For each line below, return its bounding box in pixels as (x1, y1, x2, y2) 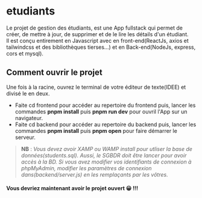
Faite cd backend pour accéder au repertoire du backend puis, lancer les (14, 121, 197, 128)
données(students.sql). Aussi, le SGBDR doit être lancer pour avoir (21, 152, 187, 159)
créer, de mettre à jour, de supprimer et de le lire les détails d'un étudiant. (6, 30, 189, 37)
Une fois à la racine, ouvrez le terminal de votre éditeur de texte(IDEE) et (6, 83, 186, 91)
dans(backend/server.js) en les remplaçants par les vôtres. (21, 171, 168, 178)
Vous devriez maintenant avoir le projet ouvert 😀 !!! (6, 185, 139, 192)
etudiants (6, 4, 55, 18)
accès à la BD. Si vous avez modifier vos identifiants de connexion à (21, 158, 192, 165)
